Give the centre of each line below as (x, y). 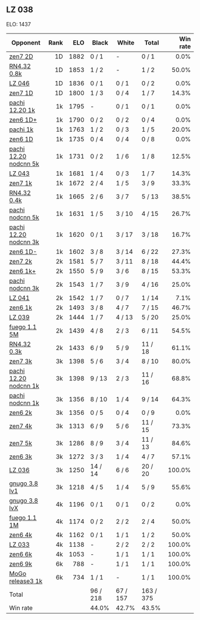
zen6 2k (21, 413)
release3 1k (26, 581)
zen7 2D (21, 56)
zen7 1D (21, 93)
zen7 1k (21, 183)
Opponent (26, 42)
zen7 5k (21, 443)
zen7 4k (21, 426)
